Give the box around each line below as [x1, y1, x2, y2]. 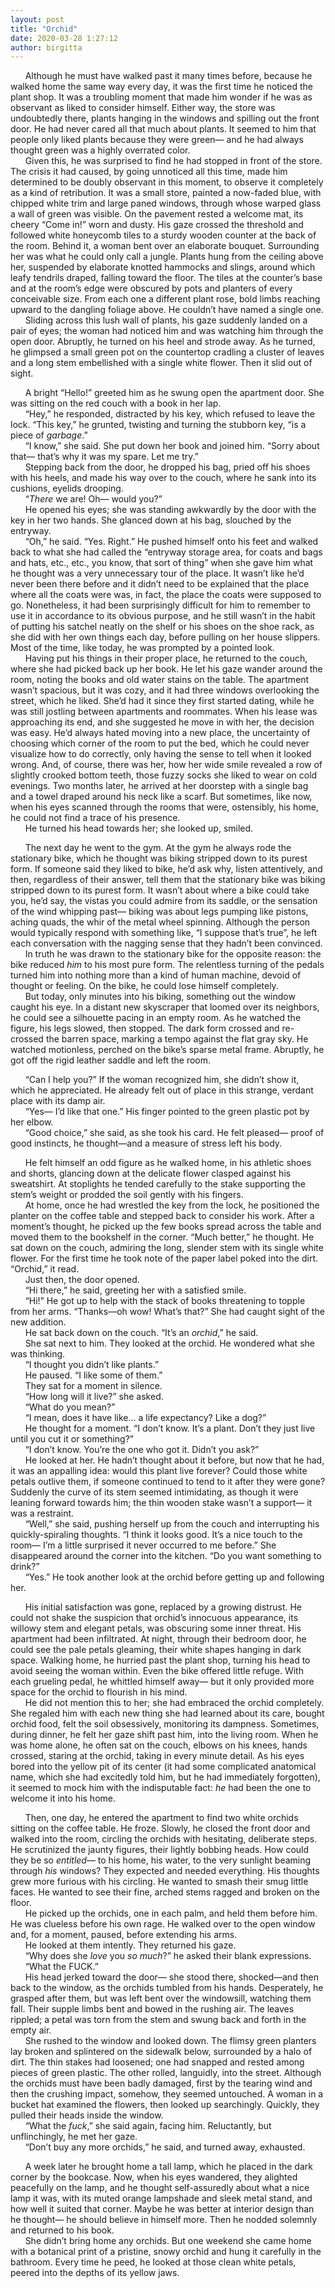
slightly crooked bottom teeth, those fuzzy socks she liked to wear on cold [10, 769, 318, 781]
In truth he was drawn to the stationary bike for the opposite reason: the [24, 948, 322, 960]
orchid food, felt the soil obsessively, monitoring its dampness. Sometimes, [10, 1718, 320, 1730]
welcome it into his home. [10, 1792, 116, 1805]
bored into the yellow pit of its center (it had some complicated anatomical [10, 1761, 317, 1773]
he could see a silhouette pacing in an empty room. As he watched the [10, 1012, 302, 1024]
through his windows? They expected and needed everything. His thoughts [10, 1865, 320, 1877]
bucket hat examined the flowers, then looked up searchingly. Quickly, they [10, 2099, 320, 2111]
